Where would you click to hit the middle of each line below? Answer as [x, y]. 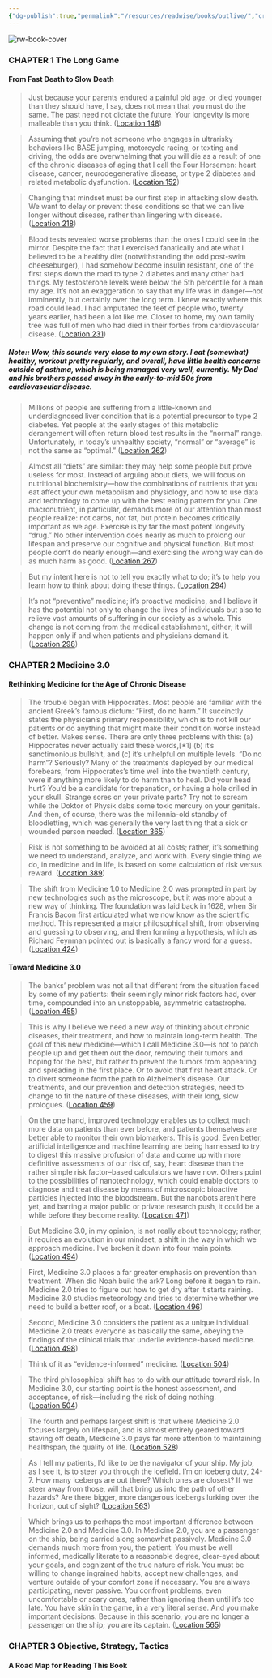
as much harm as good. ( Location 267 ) [93, 561]
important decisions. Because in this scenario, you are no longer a [138, 1616]
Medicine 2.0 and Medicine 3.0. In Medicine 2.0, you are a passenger [143, 1530]
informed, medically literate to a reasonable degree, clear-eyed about [144, 1556]
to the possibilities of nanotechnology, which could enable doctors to [143, 1181]
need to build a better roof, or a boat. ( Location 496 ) [115, 1307]
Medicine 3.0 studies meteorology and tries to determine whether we [143, 1299]
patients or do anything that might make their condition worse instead [144, 728]
